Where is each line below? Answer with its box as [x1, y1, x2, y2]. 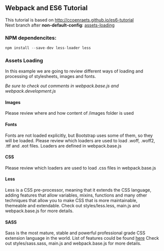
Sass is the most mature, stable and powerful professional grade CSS [5, 230, 146, 236]
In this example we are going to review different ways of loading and [5, 68, 143, 74]
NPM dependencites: [5, 34, 56, 41]
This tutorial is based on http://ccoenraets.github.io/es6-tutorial [5, 17, 134, 23]
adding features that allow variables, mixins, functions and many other [5, 192, 147, 198]
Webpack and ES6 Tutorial [5, 4, 88, 12]
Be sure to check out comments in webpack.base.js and [5, 83, 119, 89]
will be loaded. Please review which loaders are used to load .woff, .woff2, [5, 137, 156, 144]
